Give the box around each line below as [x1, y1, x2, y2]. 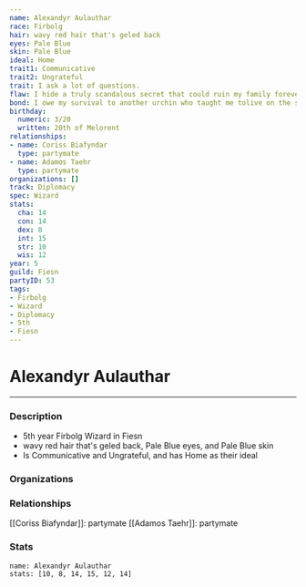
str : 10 [17, 242, 47, 252]
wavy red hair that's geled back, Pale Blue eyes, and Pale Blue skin [22, 440, 274, 451]
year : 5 [9, 259, 39, 269]
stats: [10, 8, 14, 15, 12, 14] [9, 569, 132, 579]
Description [9, 409, 63, 422]
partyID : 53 [9, 276, 55, 285]
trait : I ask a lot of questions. [9, 81, 141, 90]
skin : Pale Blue [9, 47, 71, 57]
